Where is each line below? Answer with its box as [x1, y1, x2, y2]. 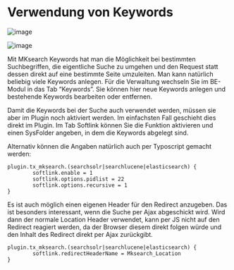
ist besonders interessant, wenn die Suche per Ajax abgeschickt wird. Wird [7, 207, 226, 216]
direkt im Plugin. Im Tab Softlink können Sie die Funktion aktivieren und [7, 121, 214, 129]
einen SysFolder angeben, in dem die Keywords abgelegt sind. [7, 128, 189, 137]
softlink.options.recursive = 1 [32, 181, 128, 189]
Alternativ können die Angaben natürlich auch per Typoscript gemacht [7, 142, 212, 150]
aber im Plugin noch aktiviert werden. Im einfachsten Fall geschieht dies [7, 113, 216, 122]
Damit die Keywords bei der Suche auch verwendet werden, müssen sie [7, 106, 216, 114]
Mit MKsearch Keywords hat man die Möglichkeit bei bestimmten [7, 54, 196, 63]
